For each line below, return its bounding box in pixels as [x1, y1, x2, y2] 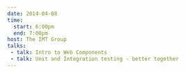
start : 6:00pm [13, 23, 54, 30]
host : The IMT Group [7, 36, 68, 43]
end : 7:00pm [13, 29, 49, 37]
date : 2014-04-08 [7, 10, 58, 17]
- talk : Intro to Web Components [10, 49, 108, 56]
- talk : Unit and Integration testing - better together [10, 56, 179, 63]
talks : [7, 42, 26, 49]
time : [7, 17, 23, 24]
